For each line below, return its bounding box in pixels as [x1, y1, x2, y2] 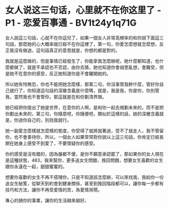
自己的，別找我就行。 [27, 117, 71, 123]
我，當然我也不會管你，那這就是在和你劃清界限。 [5, 93, 107, 99]
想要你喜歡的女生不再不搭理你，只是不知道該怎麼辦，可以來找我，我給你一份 [5, 174, 164, 180]
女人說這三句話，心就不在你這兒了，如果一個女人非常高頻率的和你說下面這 [5, 35, 159, 41]
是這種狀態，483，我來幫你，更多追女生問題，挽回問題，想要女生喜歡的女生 [5, 157, 163, 163]
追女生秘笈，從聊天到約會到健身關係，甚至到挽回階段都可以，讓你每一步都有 [5, 180, 164, 186]
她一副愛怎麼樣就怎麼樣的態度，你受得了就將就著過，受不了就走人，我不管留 [5, 128, 164, 134]
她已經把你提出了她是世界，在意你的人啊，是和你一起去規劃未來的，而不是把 [5, 104, 164, 111]
